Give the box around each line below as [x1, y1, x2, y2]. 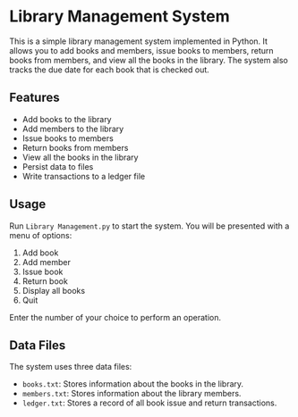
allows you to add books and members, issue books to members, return [9, 45, 275, 55]
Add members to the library [21, 123, 124, 134]
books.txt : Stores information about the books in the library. [21, 379, 244, 389]
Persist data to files [21, 161, 94, 171]
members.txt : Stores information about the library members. [21, 388, 242, 399]
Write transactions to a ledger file [21, 171, 146, 181]
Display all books [21, 285, 86, 296]
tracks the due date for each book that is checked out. [9, 64, 210, 75]
